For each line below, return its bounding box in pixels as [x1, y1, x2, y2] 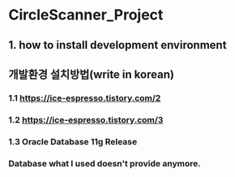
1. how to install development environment [8, 38, 227, 52]
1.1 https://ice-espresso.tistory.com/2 [8, 92, 161, 103]
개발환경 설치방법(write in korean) [8, 67, 174, 81]
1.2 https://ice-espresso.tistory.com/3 [8, 114, 164, 125]
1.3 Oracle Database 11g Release [8, 136, 138, 147]
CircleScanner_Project [8, 6, 164, 24]
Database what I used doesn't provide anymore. [8, 158, 201, 169]
